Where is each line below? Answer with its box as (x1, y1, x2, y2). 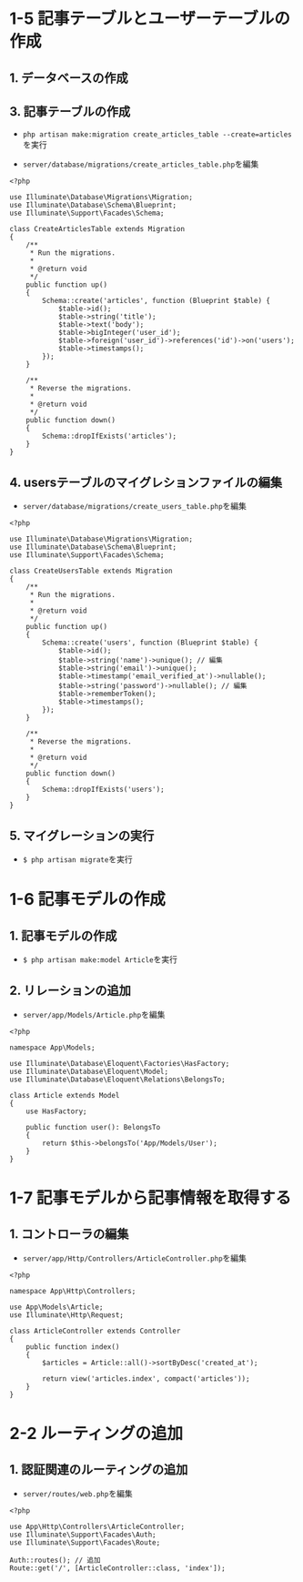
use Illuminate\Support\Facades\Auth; (9, 1530, 157, 1539)
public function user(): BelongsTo (25, 1122, 161, 1131)
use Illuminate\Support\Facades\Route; (9, 1537, 161, 1547)
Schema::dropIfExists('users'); (42, 785, 166, 795)
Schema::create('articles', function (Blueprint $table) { (42, 297, 271, 306)
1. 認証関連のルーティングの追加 (9, 1462, 188, 1477)
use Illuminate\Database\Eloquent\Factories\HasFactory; (9, 1059, 230, 1068)
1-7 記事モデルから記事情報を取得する (9, 1188, 292, 1209)
